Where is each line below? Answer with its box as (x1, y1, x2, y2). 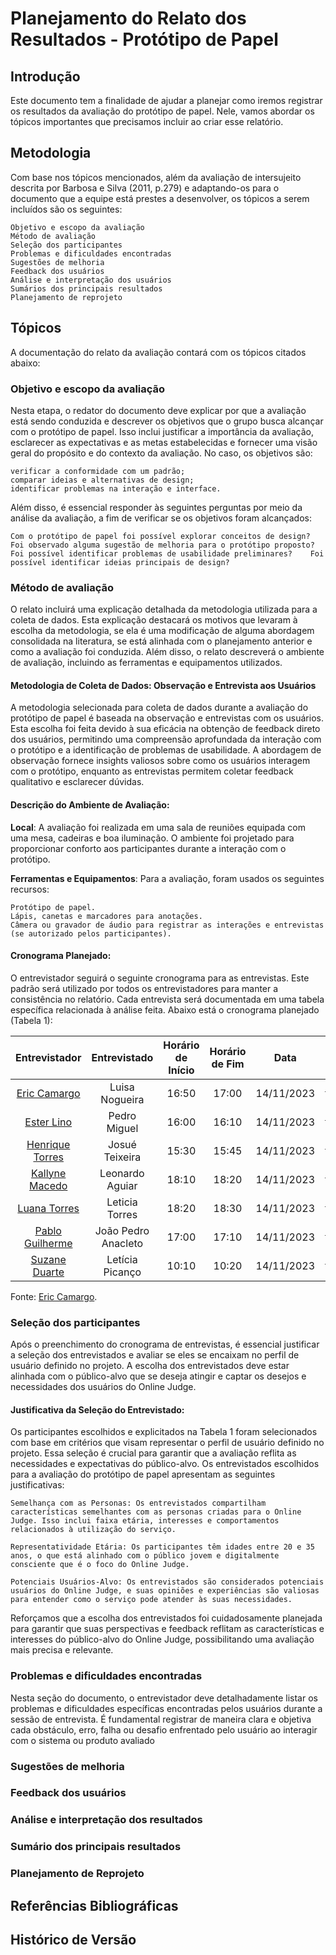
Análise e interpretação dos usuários (10, 275, 172, 285)
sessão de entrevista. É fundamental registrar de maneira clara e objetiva (10, 1713, 312, 1725)
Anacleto (101, 1236, 144, 1250)
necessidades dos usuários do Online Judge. (10, 1381, 197, 1393)
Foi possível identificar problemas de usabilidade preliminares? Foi (10, 548, 325, 559)
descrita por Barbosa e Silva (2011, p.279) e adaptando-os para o (10, 182, 280, 194)
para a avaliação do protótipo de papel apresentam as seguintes (10, 1468, 276, 1481)
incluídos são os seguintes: (10, 203, 123, 215)
